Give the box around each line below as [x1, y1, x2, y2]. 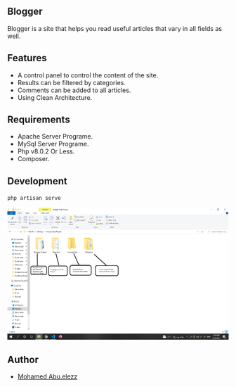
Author [7, 353, 39, 365]
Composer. [17, 155, 50, 163]
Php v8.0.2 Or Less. [17, 147, 75, 156]
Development [7, 175, 68, 187]
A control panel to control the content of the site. [17, 70, 159, 80]
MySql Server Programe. [17, 140, 89, 148]
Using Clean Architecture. [17, 93, 93, 101]
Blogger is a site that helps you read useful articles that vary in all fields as [7, 24, 223, 32]
